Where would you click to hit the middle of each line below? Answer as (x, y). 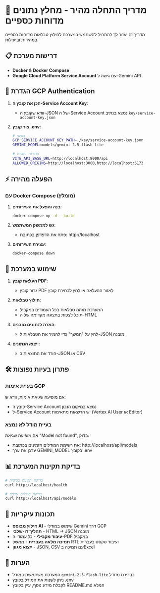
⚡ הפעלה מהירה (29, 179)
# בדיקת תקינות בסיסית (24, 480)
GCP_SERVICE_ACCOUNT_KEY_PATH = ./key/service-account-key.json (78, 140)
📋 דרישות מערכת (31, 56)
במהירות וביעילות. (22, 40)
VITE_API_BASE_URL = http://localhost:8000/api (60, 159)
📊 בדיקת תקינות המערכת (43, 466)
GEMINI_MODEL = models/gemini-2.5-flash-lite (58, 145)
